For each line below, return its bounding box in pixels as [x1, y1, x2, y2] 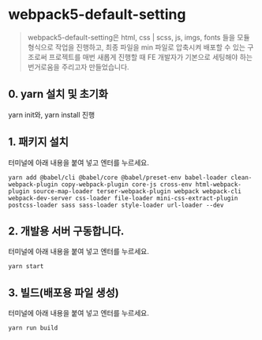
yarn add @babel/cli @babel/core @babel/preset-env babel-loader [8, 174, 227, 181]
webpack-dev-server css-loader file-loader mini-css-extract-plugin [8, 194, 238, 202]
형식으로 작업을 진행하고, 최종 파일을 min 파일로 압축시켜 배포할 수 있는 [27, 42, 246, 52]
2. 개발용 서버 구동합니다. [8, 224, 125, 237]
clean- [230, 174, 253, 181]
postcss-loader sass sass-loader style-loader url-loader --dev [8, 201, 224, 209]
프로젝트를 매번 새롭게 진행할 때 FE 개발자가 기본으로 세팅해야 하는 [48, 52, 253, 62]
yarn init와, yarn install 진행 [8, 110, 95, 119]
